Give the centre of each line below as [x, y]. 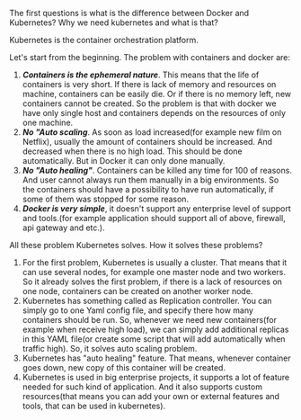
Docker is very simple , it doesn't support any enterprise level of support [156, 209]
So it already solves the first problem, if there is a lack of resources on [152, 281]
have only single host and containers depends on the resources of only [154, 113]
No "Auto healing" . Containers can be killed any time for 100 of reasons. [157, 170]
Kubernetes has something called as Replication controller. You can [147, 301]
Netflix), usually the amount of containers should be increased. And [147, 142]
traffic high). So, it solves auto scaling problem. [110, 349]
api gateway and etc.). [63, 228]
